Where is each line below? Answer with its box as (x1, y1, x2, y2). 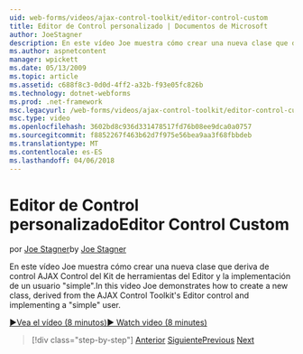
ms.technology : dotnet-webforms (9, 88, 131, 98)
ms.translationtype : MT (9, 139, 99, 148)
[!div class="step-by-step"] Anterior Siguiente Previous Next (31, 335, 255, 346)
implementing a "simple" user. (9, 300, 122, 311)
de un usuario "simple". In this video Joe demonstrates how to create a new (9, 281, 289, 292)
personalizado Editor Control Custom (9, 214, 290, 235)
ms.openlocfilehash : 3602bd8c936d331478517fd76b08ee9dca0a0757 (9, 123, 252, 132)
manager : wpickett (9, 55, 78, 64)
